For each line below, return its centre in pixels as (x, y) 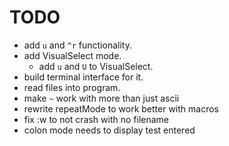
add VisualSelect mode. (72, 55)
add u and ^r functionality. (77, 45)
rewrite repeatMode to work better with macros (121, 108)
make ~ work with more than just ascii (101, 98)
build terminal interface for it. (83, 77)
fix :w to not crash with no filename (96, 119)
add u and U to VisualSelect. (96, 66)
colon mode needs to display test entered (109, 130)
